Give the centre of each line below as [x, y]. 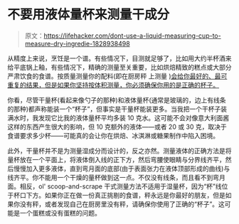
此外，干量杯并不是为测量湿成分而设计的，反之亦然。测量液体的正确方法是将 [119, 151]
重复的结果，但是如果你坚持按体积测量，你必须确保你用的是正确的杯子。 [113, 85]
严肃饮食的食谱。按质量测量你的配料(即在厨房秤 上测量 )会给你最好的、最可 [117, 76]
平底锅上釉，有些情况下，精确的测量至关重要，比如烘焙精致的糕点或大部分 [122, 67]
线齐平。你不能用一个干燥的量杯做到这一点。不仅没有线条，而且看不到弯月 [116, 177]
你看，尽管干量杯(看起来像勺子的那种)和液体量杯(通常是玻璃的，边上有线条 [117, 100]
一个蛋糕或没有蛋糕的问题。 [60, 213]
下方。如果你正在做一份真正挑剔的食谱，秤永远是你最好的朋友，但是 [126, 195]
